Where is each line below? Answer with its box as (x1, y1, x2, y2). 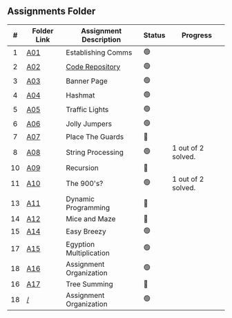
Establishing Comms (66, 48, 133, 57)
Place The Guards (66, 131, 124, 141)
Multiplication (66, 248, 110, 258)
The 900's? (66, 178, 104, 188)
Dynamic (66, 194, 95, 203)
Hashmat (66, 91, 95, 100)
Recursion (66, 162, 99, 172)
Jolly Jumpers (66, 119, 113, 129)
